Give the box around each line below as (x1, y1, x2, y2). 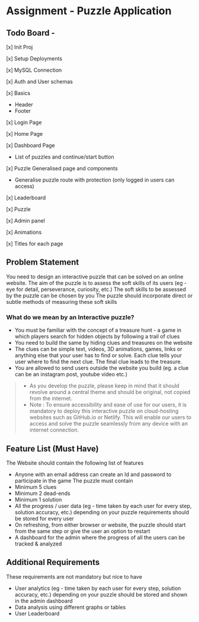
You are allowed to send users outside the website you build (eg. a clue (14, 364, 189, 372)
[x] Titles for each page (6, 240, 63, 247)
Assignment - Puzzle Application (6, 4, 172, 18)
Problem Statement (6, 257, 79, 268)
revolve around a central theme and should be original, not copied (29, 389, 191, 396)
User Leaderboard (14, 610, 60, 617)
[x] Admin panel (6, 217, 46, 224)
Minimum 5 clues (14, 483, 57, 490)
